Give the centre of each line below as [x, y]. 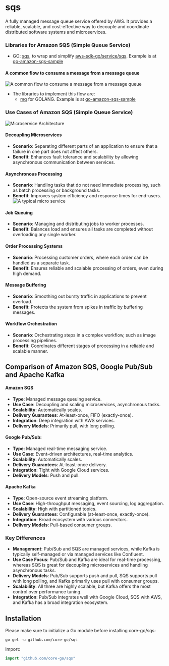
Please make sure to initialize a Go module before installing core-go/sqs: [81, 631]
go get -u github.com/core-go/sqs [42, 640]
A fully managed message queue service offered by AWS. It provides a [79, 21]
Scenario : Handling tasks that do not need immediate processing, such [87, 185]
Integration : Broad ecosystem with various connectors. [70, 519]
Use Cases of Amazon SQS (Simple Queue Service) [69, 113]
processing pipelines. [35, 340]
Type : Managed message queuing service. [57, 399]
